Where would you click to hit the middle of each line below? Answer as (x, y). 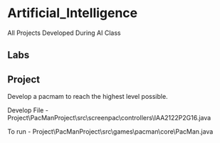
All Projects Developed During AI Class (64, 33)
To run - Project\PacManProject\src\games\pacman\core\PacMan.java (110, 132)
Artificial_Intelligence (73, 13)
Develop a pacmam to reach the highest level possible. (88, 97)
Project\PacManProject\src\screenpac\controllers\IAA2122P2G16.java (109, 118)
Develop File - (28, 110)
